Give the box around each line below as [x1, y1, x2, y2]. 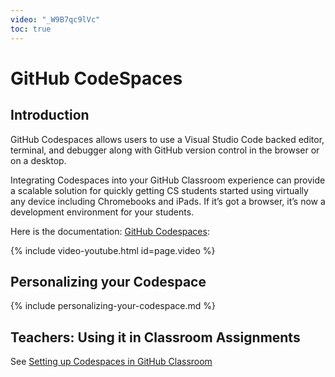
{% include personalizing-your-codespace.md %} [10, 300, 216, 312]
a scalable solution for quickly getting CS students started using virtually [10, 184, 309, 196]
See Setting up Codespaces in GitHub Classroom [10, 356, 213, 368]
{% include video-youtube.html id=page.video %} [10, 244, 216, 256]
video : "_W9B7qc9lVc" [10, 14, 101, 25]
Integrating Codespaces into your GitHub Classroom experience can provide [10, 174, 326, 186]
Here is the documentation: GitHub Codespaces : [10, 225, 210, 237]
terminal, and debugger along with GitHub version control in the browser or [10, 144, 320, 156]
